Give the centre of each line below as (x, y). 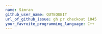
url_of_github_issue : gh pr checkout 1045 (51, 19)
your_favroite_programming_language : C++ (50, 24)
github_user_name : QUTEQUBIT (36, 14)
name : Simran (19, 10)
